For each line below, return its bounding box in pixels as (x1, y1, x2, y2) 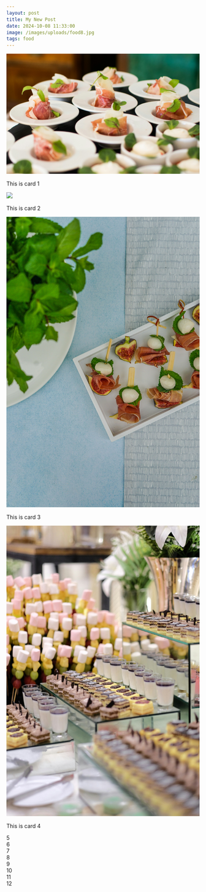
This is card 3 (6, 513, 41, 521)
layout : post (6, 10, 40, 16)
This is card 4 (6, 822, 41, 829)
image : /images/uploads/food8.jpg (6, 29, 95, 36)
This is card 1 (6, 180, 40, 187)
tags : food (6, 36, 34, 42)
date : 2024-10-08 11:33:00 (6, 23, 75, 29)
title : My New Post (6, 16, 56, 23)
